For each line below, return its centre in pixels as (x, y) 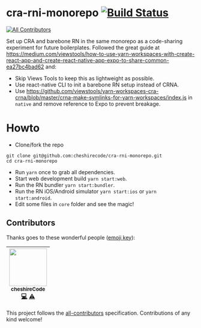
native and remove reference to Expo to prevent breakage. (88, 104)
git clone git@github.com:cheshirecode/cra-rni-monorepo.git (84, 156)
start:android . (33, 198)
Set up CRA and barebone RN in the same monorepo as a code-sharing (94, 41)
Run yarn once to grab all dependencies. (65, 172)
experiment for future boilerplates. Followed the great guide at (83, 47)
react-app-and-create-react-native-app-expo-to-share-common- (88, 60)
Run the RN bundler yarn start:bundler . (65, 185)
